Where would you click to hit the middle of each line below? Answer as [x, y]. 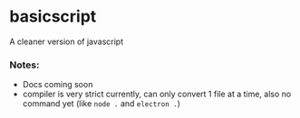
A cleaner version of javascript [67, 41]
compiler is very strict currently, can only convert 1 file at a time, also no [157, 94]
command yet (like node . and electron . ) [102, 104]
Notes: [24, 65]
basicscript [53, 17]
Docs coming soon [58, 85]
